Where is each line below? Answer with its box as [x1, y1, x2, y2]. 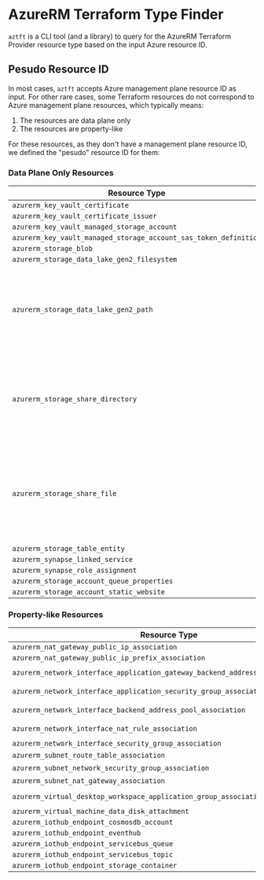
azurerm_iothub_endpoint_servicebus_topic [12, 850, 174, 860]
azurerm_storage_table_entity [12, 545, 126, 553]
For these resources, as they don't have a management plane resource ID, [8, 139, 247, 149]
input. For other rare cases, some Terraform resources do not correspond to [8, 92, 255, 102]
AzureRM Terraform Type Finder [8, 6, 224, 24]
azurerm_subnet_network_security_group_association [12, 764, 210, 773]
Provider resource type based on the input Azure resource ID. [8, 39, 207, 49]
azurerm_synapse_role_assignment [12, 566, 137, 575]
